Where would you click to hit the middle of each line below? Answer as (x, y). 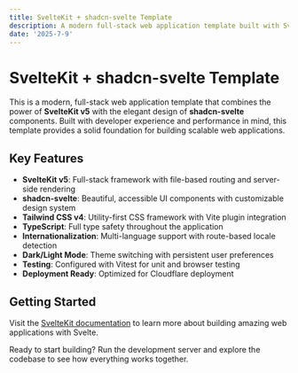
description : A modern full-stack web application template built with (144, 26)
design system (49, 208)
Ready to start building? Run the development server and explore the (135, 349)
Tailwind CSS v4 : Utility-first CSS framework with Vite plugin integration (154, 217)
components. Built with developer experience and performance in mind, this (148, 121)
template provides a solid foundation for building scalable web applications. (147, 130)
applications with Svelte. (54, 332)
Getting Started (53, 302)
